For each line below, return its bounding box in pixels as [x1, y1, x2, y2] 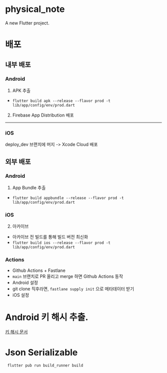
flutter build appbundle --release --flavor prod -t [12, 195, 124, 200]
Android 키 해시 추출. [5, 311, 88, 323]
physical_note [5, 3, 65, 15]
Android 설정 [12, 280, 38, 286]
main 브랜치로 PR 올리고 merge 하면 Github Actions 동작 [12, 273, 123, 279]
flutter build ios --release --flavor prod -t [12, 241, 111, 246]
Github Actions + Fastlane [12, 267, 66, 273]
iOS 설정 [12, 292, 29, 298]
